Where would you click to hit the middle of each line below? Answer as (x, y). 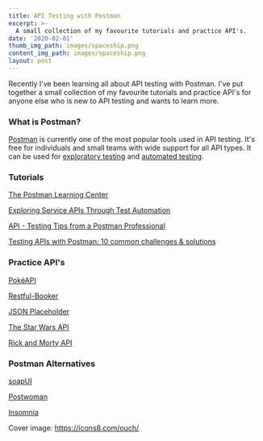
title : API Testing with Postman (65, 16)
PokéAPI (22, 280)
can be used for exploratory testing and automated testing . (106, 156)
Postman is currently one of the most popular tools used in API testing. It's (132, 139)
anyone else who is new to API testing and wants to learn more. (114, 101)
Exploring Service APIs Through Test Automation (90, 210)
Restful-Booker (33, 296)
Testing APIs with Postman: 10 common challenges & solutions (112, 242)
